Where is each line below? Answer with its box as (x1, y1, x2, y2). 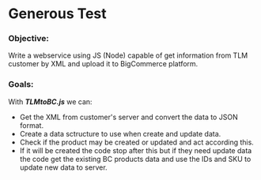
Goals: (8, 79, 34, 90)
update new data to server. (19, 163, 108, 172)
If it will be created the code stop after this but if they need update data (19, 145, 252, 155)
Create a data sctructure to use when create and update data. (19, 129, 221, 138)
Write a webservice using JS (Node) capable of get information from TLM (8, 51, 248, 60)
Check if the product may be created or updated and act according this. (19, 137, 255, 147)
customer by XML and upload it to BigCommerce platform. (8, 59, 199, 69)
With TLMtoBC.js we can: (8, 96, 93, 107)
